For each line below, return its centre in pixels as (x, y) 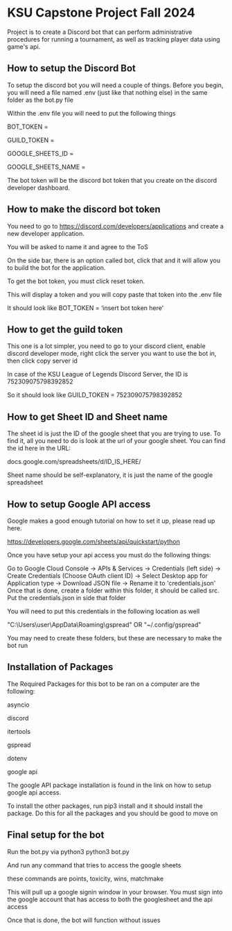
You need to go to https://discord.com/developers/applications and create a (115, 226)
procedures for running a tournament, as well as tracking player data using (114, 39)
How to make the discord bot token (84, 209)
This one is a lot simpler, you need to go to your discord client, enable (106, 346)
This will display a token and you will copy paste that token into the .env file (115, 294)
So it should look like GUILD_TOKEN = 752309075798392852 (95, 395)
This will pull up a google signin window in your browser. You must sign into (115, 892)
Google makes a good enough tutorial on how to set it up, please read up (111, 521)
